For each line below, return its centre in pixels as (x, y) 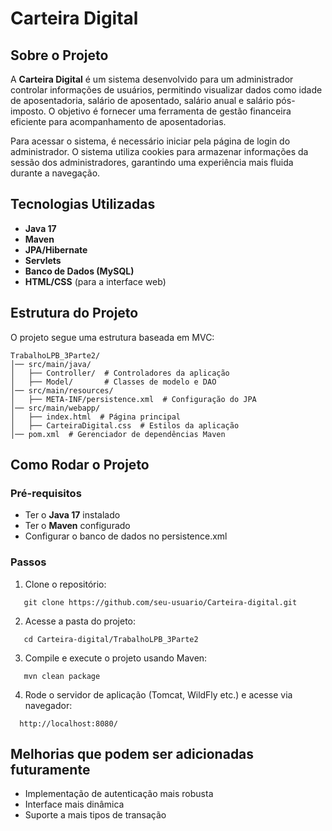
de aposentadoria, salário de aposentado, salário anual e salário (142, 100)
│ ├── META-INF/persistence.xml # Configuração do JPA (133, 399)
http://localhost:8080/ (68, 723)
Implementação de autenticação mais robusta (119, 794)
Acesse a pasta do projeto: (80, 621)
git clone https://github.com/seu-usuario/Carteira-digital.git (160, 602)
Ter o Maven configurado (77, 526)
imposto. (28, 111)
